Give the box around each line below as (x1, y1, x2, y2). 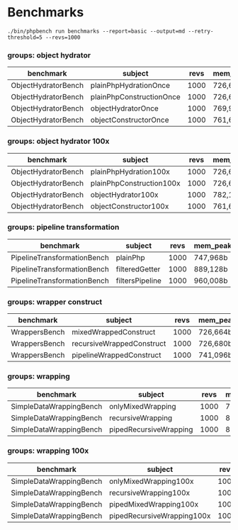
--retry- (188, 28, 214, 35)
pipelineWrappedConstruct (72, 350, 161, 360)
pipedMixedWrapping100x (108, 499, 199, 509)
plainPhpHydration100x (90, 167, 170, 176)
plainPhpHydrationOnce (90, 81, 171, 91)
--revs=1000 (45, 33, 81, 41)
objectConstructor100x (90, 201, 169, 211)
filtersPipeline (115, 276, 161, 286)
